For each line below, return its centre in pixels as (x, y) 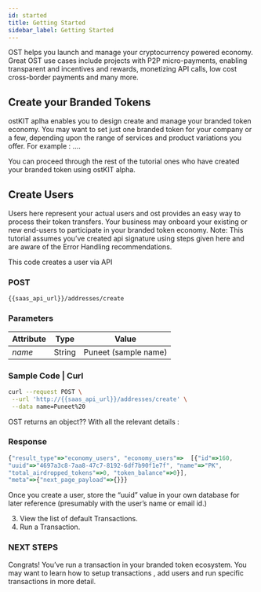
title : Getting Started (47, 23)
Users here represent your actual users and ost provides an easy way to (125, 213)
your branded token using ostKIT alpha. (72, 170)
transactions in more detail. (52, 581)
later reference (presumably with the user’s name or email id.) (108, 503)
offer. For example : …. (44, 146)
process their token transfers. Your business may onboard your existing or (128, 222)
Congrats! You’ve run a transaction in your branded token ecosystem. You (127, 564)
